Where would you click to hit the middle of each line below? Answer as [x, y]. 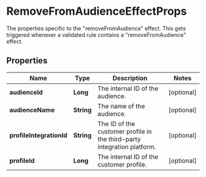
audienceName [32, 110]
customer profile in [124, 132]
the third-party [119, 139]
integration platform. [127, 147]
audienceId [26, 92]
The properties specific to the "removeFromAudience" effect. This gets [96, 28]
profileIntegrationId [38, 135]
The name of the [121, 106]
